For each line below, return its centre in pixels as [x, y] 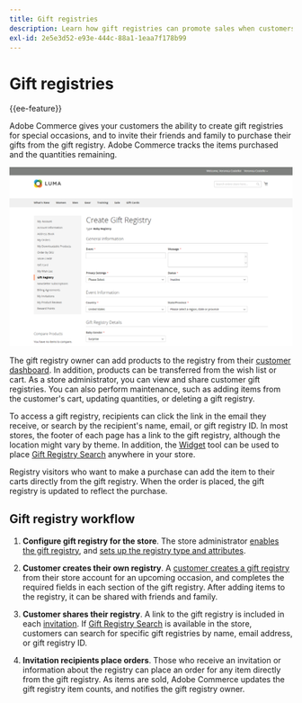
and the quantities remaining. [63, 155]
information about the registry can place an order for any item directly [151, 670]
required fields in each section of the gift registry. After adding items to [154, 587]
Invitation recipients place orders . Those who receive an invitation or [151, 660]
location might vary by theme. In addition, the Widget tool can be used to [144, 445]
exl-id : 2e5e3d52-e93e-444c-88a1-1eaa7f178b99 [98, 38]
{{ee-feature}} [36, 109]
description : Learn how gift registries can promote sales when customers [152, 28]
